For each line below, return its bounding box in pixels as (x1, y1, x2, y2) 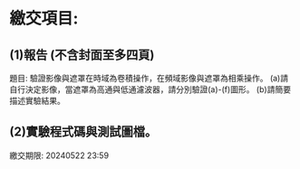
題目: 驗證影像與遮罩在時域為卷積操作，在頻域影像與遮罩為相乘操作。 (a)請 (9, 73, 288, 83)
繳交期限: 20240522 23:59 (9, 150, 110, 161)
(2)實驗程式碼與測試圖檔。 (9, 124, 158, 140)
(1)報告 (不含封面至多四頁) (9, 47, 155, 62)
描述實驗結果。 (9, 96, 65, 106)
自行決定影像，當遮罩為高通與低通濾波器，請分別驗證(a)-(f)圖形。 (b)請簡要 (9, 84, 292, 95)
